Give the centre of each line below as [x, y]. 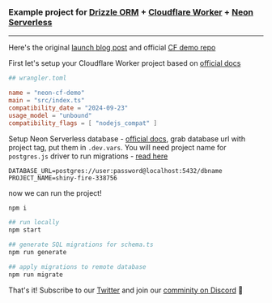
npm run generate [38, 253]
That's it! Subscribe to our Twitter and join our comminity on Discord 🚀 [126, 290]
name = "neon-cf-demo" [47, 93]
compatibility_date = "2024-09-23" [68, 108]
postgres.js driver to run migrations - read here [88, 156]
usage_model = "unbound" [50, 115]
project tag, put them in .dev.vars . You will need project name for [117, 147]
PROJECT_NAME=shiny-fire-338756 [63, 178]
